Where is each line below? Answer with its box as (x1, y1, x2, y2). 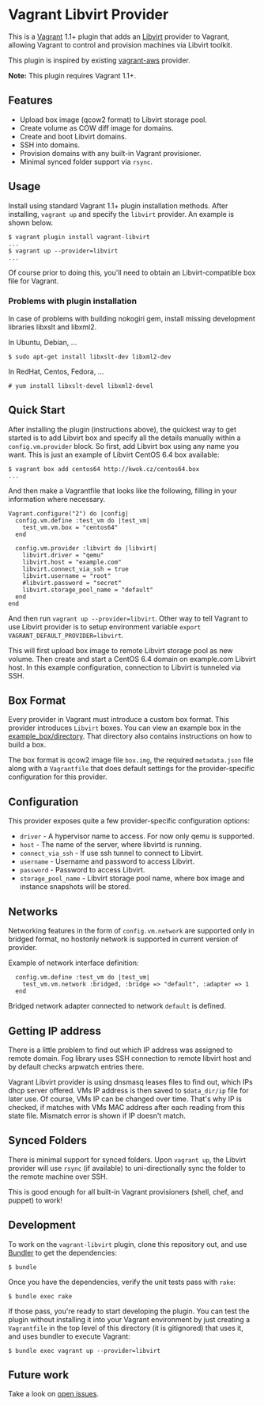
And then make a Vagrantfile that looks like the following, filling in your (8, 485, 237, 496)
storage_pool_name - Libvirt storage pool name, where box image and (19, 873, 245, 883)
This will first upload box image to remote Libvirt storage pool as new (8, 645, 233, 655)
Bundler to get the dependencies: (8, 1248, 117, 1257)
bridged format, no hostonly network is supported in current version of (8, 934, 239, 944)
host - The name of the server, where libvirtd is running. (19, 840, 202, 849)
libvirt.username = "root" (22, 572, 111, 579)
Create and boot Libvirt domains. (19, 131, 127, 141)
